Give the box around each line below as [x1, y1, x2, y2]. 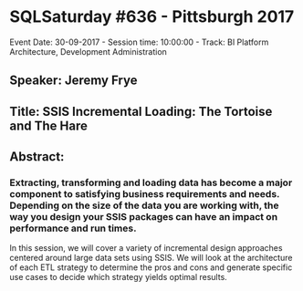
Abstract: [9, 149, 65, 165]
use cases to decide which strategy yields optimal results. [9, 272, 228, 283]
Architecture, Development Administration [9, 46, 167, 57]
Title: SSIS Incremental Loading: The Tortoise [9, 103, 273, 120]
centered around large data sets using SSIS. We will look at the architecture [9, 253, 293, 264]
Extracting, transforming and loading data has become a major [9, 176, 293, 189]
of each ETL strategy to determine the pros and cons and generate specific [9, 262, 293, 273]
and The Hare [9, 118, 89, 133]
